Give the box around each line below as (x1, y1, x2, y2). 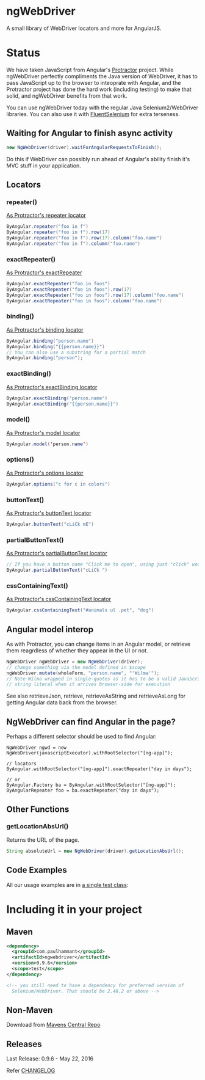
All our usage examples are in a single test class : (6, 881, 129, 888)
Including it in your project (6, 902, 142, 916)
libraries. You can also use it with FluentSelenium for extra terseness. (6, 110, 180, 117)
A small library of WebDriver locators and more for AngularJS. (6, 24, 162, 32)
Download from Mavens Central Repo (6, 1021, 101, 1029)
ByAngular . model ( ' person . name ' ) (6, 441, 88, 447)
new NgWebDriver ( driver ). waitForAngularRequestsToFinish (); (6, 144, 163, 150)
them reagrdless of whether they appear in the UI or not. (6, 646, 148, 654)
